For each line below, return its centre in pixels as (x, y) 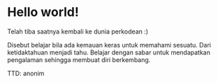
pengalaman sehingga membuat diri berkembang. (79, 59)
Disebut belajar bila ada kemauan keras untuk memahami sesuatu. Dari (109, 45)
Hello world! (43, 12)
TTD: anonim (26, 73)
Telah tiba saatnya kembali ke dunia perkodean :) (78, 31)
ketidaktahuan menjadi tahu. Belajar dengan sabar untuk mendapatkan (109, 52)
